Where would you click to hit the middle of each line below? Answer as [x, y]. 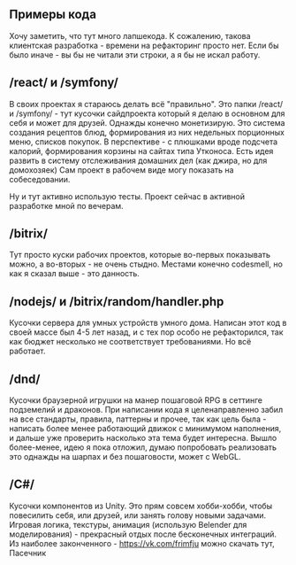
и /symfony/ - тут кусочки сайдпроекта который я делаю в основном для [147, 113]
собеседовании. [40, 179]
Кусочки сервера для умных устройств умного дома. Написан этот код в [148, 323]
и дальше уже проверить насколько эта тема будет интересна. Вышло [143, 438]
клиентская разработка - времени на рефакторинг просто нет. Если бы [144, 45]
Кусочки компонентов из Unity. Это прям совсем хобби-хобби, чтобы [141, 506]
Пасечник [28, 553]
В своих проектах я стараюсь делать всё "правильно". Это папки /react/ [146, 104]
